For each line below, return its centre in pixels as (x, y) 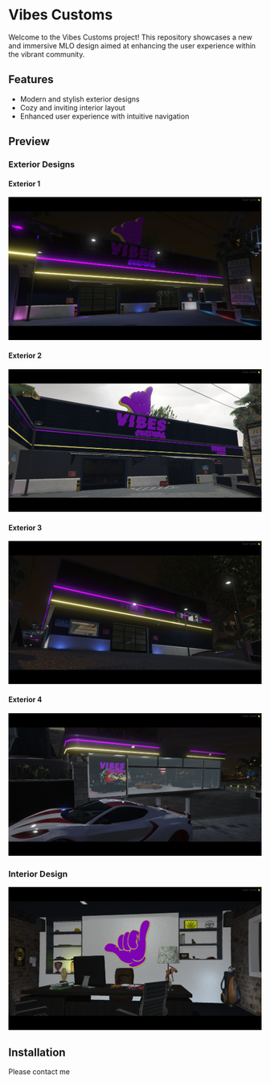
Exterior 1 (25, 184)
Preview (29, 141)
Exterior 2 (25, 355)
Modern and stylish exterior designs (80, 99)
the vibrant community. (47, 54)
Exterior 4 (25, 699)
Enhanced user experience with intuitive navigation (104, 116)
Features (31, 79)
